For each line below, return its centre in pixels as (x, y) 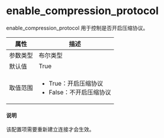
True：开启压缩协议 (76, 83)
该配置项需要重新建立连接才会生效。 (50, 129)
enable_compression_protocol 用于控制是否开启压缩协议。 (77, 28)
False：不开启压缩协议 (80, 92)
